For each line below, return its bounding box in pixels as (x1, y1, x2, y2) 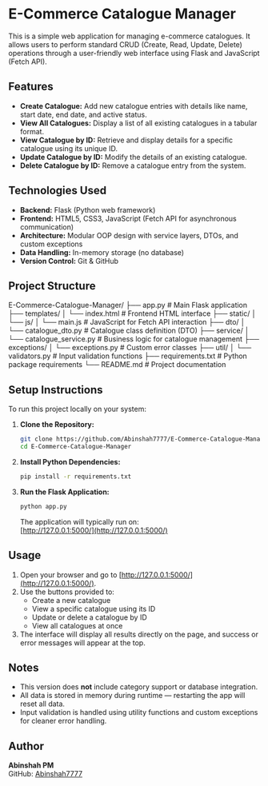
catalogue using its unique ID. (19, 143, 118, 153)
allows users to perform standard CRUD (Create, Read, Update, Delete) (8, 39, 242, 49)
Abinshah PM (8, 760, 54, 770)
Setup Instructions (8, 383, 103, 397)
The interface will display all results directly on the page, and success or (19, 629, 258, 639)
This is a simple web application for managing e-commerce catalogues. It (8, 31, 250, 41)
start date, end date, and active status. (19, 110, 148, 119)
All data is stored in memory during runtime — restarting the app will (19, 691, 246, 700)
